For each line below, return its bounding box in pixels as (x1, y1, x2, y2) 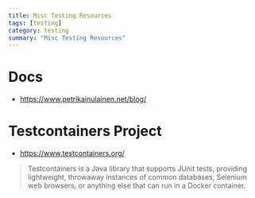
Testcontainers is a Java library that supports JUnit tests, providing (27, 164, 248, 173)
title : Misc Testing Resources (8, 11, 112, 20)
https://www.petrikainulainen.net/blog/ (19, 95, 147, 104)
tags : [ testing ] (8, 19, 62, 27)
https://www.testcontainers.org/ (19, 149, 125, 158)
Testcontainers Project (8, 122, 163, 140)
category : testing (8, 26, 69, 34)
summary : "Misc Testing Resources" (8, 33, 126, 42)
